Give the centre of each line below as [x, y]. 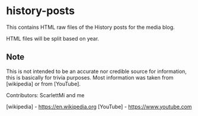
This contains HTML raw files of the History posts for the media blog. [90, 27]
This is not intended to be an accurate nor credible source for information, [96, 71]
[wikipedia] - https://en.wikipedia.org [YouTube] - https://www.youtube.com [99, 107]
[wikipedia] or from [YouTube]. [44, 84]
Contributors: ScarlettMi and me [45, 95]
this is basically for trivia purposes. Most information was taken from [90, 77]
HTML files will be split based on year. [53, 38]
